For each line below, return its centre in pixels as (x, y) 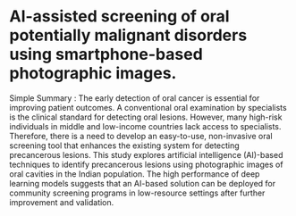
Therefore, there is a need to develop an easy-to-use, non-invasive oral (141, 136)
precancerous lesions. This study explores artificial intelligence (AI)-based (146, 154)
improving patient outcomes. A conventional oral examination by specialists (148, 107)
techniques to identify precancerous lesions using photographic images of (146, 164)
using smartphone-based (106, 54)
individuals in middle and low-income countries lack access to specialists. (145, 126)
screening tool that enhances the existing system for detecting (124, 145)
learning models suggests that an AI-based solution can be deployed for (142, 183)
